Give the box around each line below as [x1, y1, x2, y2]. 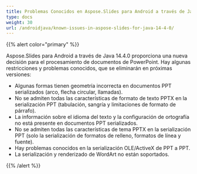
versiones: [6, 71, 32, 78]
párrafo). [14, 107, 36, 114]
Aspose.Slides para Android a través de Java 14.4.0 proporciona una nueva [6, 52, 188, 59]
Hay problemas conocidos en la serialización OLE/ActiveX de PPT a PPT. [14, 145, 191, 152]
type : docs [6, 14, 33, 20]
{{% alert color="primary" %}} [6, 41, 80, 48]
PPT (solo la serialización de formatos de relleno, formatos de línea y [14, 132, 181, 139]
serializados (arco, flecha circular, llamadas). [14, 88, 123, 95]
